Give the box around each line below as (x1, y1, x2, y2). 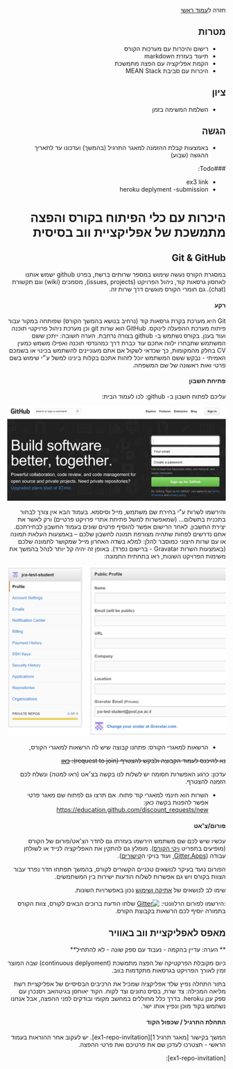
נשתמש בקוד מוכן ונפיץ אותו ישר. (141, 1002, 226, 1010)
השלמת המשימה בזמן (152, 105, 209, 113)
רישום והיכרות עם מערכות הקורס (123, 44, 209, 53)
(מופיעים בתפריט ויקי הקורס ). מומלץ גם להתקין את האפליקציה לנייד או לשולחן (24, 844, 226, 853)
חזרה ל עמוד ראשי (180, 6, 226, 14)
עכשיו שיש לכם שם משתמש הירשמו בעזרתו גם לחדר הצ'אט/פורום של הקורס (28, 837, 226, 845)
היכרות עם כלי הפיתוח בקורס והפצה (30, 210, 226, 225)
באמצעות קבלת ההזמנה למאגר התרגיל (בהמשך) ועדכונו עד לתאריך (34, 144, 209, 152)
